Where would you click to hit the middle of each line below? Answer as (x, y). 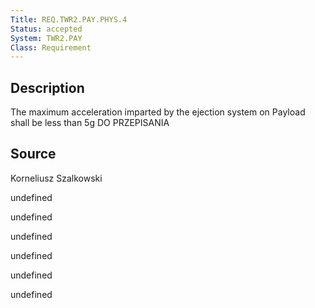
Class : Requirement (51, 47)
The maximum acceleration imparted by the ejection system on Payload (158, 112)
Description (47, 87)
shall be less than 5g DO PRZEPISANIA (90, 123)
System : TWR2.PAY (46, 38)
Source (33, 154)
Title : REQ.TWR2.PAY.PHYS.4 (69, 19)
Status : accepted (46, 29)
